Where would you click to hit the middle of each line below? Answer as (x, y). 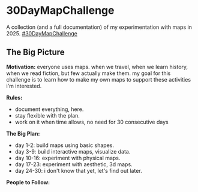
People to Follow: (28, 182)
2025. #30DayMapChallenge (42, 33)
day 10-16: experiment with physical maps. (67, 158)
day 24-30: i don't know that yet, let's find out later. (78, 170)
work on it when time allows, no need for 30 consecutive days (92, 122)
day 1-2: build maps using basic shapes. (64, 145)
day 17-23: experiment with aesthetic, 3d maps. (74, 164)
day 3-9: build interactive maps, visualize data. (73, 151)
